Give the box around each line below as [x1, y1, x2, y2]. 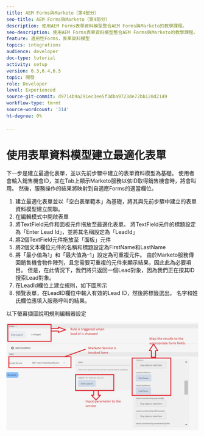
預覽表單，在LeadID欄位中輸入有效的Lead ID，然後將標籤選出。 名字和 [15, 289, 193, 297]
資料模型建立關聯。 [15, 205, 64, 213]
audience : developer [6, 49, 59, 55]
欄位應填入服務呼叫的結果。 [20, 297, 90, 305]
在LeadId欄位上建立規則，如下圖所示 [15, 282, 108, 289]
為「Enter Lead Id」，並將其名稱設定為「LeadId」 [15, 228, 138, 236]
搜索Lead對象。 [15, 274, 55, 282]
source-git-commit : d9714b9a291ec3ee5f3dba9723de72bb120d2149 [6, 93, 167, 100]
